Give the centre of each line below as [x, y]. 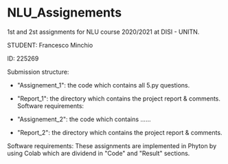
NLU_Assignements [65, 13]
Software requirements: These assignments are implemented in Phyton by [112, 145]
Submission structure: [38, 72]
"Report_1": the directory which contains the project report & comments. [119, 99]
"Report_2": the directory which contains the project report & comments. [119, 132]
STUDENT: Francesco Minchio [50, 45]
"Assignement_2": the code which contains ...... [84, 119]
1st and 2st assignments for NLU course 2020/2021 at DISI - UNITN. [103, 32]
